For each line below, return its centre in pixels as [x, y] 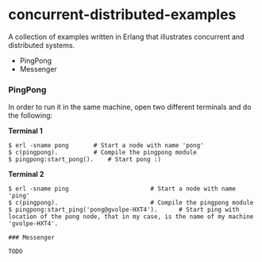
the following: [31, 115]
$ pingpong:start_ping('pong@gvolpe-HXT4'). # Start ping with [124, 210]
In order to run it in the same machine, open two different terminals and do [130, 107]
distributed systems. [42, 45]
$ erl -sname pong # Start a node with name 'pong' [106, 146]
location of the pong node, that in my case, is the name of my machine [131, 217]
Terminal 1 [25, 131]
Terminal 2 [26, 174]
